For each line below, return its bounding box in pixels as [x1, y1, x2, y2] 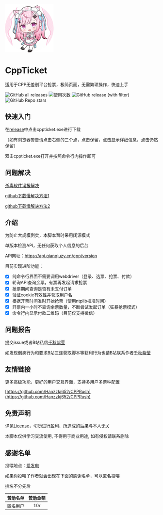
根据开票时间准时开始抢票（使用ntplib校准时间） [12, 298, 109, 304]
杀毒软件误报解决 [5, 182, 39, 188]
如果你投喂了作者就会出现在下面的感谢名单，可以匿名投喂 [5, 473, 120, 479]
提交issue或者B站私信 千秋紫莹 [5, 339, 65, 345]
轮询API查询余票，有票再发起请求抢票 [12, 280, 87, 286]
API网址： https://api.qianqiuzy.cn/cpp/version [5, 253, 98, 259]
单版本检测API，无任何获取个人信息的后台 [5, 242, 89, 248]
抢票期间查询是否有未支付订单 [12, 286, 72, 291]
